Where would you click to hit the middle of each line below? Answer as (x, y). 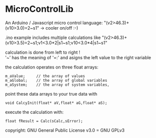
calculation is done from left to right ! (43, 52)
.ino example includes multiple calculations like (53, 37)
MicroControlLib (39, 9)
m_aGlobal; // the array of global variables (56, 80)
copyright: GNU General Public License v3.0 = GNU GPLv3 (65, 130)
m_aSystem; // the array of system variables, (57, 85)
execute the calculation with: (34, 112)
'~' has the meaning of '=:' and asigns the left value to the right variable (78, 57)
